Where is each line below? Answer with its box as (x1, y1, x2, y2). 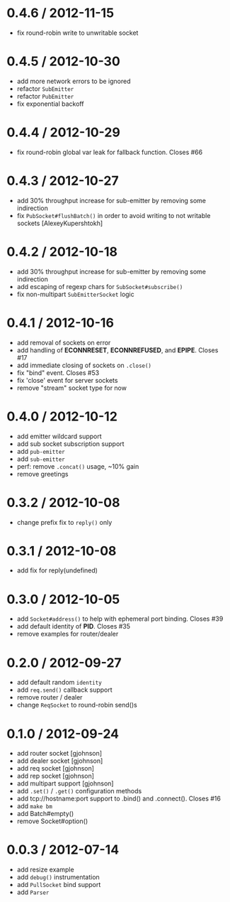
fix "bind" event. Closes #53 (16, 368, 100, 377)
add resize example (16, 865, 75, 874)
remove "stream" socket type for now (16, 384, 127, 392)
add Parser (16, 888, 50, 896)
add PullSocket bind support (16, 881, 101, 889)
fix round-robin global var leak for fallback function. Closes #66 (16, 148, 203, 156)
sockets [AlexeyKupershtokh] (16, 219, 103, 227)
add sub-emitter (16, 455, 65, 463)
